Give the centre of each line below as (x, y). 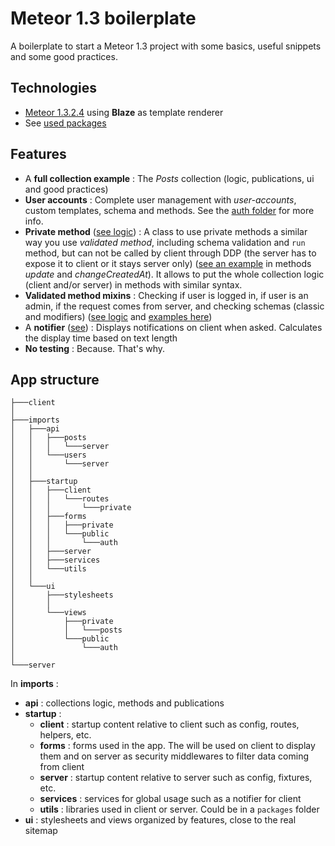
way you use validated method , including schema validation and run (165, 242)
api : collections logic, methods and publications (124, 703)
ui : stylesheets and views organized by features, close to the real (160, 820)
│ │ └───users (48, 455)
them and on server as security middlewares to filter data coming (174, 756)
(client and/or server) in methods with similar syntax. (133, 284)
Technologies (54, 88)
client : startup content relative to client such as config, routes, (169, 724)
